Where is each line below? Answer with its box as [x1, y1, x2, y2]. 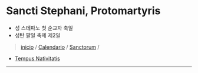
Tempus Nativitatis [14, 55, 60, 62]
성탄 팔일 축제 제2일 [14, 31, 61, 39]
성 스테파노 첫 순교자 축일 [14, 24, 74, 31]
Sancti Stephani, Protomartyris [6, 4, 161, 18]
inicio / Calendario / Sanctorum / [20, 43, 100, 51]
